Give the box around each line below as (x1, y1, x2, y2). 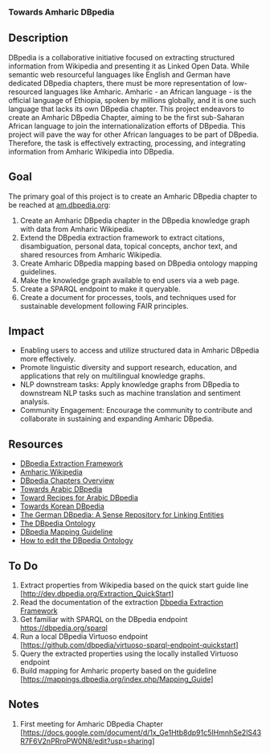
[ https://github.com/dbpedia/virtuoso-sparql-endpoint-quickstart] (19, 640, 239, 649)
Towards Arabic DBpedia (19, 484, 103, 494)
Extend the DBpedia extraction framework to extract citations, (19, 233, 225, 242)
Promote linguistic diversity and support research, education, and (19, 363, 237, 373)
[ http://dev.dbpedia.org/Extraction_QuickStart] (19, 588, 174, 598)
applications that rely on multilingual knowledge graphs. (19, 371, 206, 381)
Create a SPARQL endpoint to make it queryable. (19, 284, 181, 294)
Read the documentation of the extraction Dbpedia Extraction (19, 597, 223, 607)
